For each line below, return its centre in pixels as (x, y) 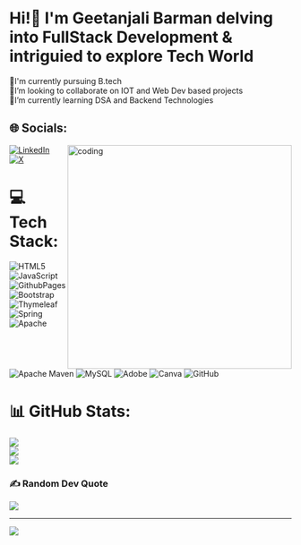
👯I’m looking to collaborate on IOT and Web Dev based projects (126, 90)
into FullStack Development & (121, 37)
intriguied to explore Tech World (132, 56)
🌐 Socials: (39, 128)
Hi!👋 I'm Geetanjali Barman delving (141, 18)
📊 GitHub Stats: (70, 411)
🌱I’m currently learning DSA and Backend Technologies (112, 100)
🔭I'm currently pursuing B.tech (66, 81)
